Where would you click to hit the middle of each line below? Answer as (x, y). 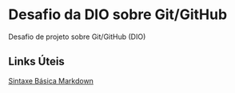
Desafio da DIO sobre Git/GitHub (118, 15)
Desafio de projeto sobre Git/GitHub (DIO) (77, 37)
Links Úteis (37, 62)
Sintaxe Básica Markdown (51, 80)
